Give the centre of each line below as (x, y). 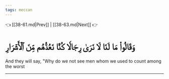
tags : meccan (19, 10)
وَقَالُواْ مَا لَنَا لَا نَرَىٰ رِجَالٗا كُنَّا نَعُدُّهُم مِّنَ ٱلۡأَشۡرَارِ (70, 47)
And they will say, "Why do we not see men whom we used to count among (83, 61)
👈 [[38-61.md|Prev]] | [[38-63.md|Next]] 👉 (52, 24)
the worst (15, 66)
